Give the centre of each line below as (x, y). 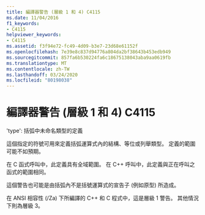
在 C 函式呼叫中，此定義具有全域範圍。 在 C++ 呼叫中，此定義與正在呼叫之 (101, 164)
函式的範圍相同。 (28, 172)
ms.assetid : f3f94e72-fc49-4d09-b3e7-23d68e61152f (72, 47)
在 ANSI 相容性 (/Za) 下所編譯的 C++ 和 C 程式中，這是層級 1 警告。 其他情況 (102, 198)
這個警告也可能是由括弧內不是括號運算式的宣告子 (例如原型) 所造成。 (93, 185)
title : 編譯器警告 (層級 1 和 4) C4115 (54, 12)
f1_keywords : (23, 23)
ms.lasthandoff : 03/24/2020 (42, 75)
